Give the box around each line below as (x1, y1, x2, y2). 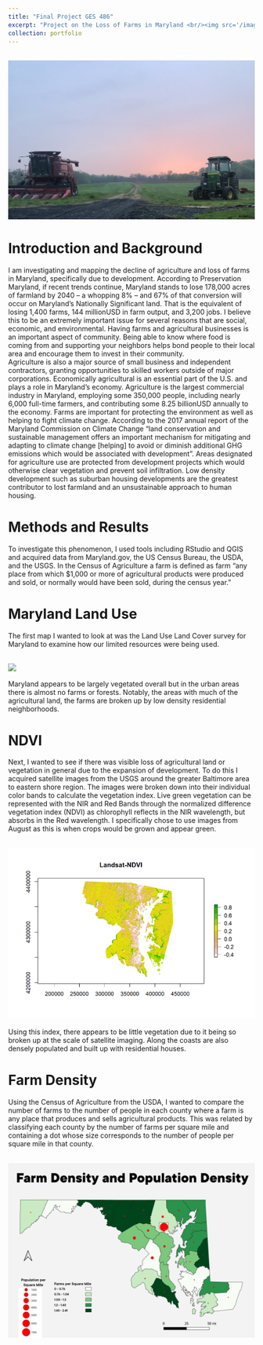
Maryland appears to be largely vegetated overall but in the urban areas (8, 679, 240, 689)
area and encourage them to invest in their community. (8, 349, 185, 358)
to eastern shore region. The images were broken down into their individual (8, 782, 250, 792)
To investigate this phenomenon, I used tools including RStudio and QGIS (8, 544, 244, 554)
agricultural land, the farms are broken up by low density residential (8, 696, 226, 705)
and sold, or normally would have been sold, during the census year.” (8, 577, 232, 587)
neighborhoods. (8, 704, 60, 714)
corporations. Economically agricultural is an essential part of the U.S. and (8, 374, 248, 383)
